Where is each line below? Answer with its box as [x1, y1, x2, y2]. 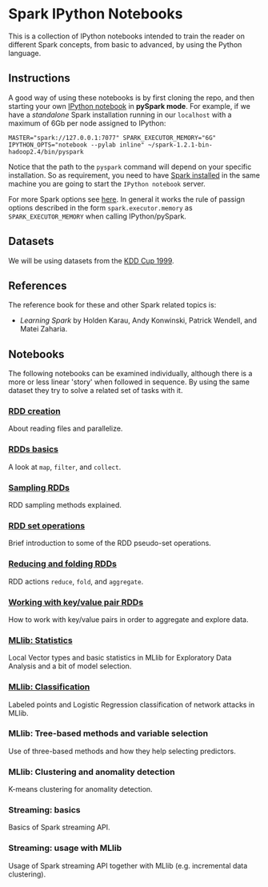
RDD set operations [8, 520, 86, 531]
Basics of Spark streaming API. [8, 822, 110, 833]
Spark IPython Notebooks [8, 5, 183, 23]
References [8, 279, 67, 292]
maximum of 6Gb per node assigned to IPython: [8, 118, 166, 128]
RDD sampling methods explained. [8, 500, 122, 510]
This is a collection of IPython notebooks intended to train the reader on [8, 31, 246, 41]
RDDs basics [8, 444, 58, 455]
